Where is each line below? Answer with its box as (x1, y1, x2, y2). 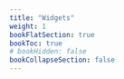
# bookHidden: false (9, 47, 88, 56)
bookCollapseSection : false (9, 55, 116, 64)
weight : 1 (9, 22, 47, 31)
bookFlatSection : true (9, 30, 95, 39)
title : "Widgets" (9, 13, 75, 23)
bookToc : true (9, 38, 63, 48)
